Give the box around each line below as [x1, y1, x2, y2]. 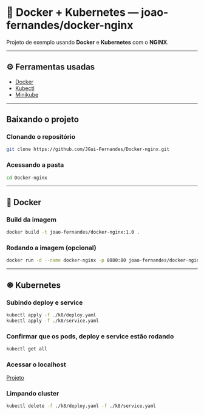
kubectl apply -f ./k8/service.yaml [6, 318, 99, 324]
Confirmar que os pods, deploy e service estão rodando [6, 332, 174, 340]
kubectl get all [6, 346, 47, 352]
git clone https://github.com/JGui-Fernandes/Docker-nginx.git [6, 146, 170, 153]
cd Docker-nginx [6, 175, 47, 181]
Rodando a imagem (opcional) [6, 243, 97, 252]
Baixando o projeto [6, 114, 79, 125]
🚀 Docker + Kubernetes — [6, 5, 139, 19]
